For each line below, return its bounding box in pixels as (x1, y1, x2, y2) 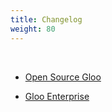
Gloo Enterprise (24, 90, 90, 102)
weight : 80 (10, 24, 56, 34)
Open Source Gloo (24, 71, 102, 83)
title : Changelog (10, 14, 83, 25)
